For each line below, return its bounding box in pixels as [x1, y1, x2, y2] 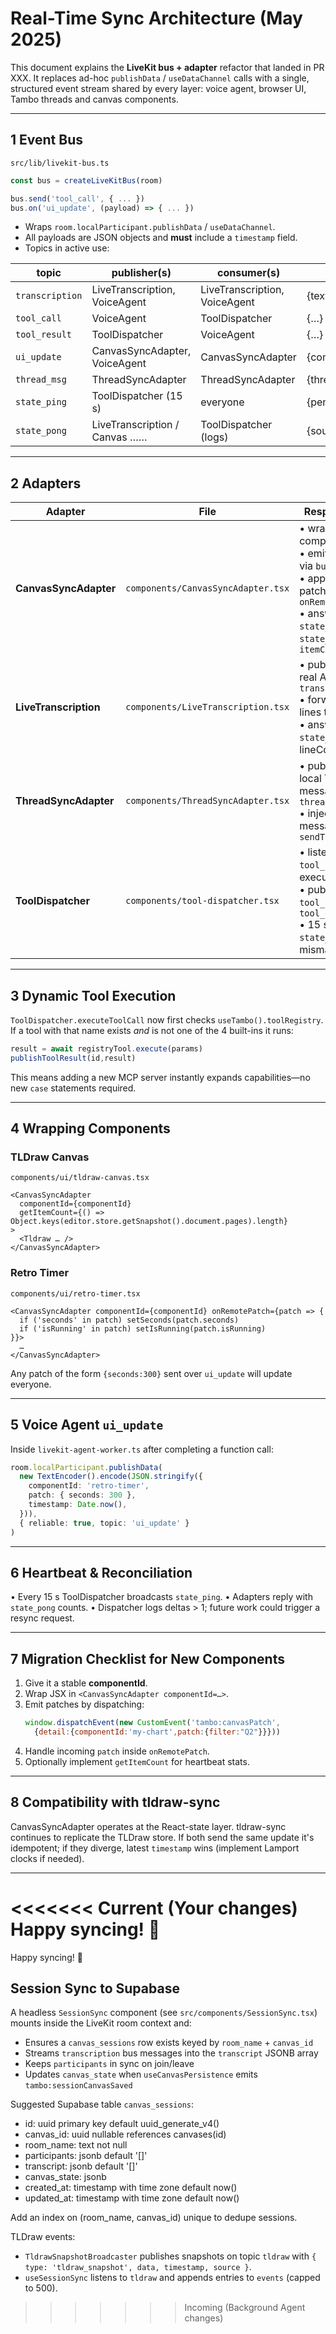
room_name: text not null [24, 2139, 128, 2151]
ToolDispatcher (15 [91, 389, 183, 403]
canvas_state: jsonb [24, 2171, 107, 2183]
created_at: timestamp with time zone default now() [24, 2182, 238, 2194]
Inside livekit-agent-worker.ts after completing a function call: [10, 1443, 274, 1455]
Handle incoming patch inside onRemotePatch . [24, 1745, 210, 1757]
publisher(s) [111, 266, 172, 280]
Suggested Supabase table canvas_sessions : [10, 2098, 194, 2111]
